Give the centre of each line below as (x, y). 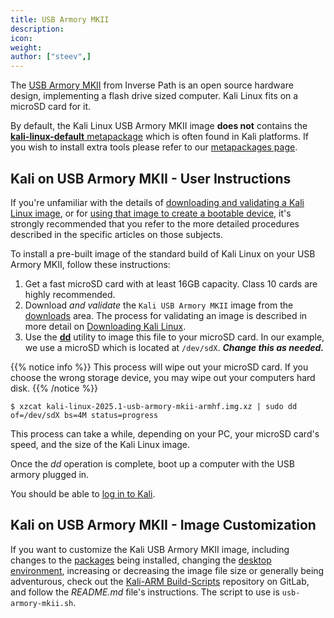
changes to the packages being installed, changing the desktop (141, 560)
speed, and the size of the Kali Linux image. (100, 444)
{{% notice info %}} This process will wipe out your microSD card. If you (159, 367)
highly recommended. (70, 294)
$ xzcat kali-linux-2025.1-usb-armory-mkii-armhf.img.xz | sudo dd (154, 406)
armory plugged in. (50, 474)
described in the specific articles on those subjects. (116, 234)
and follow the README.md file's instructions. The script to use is (145, 592)
